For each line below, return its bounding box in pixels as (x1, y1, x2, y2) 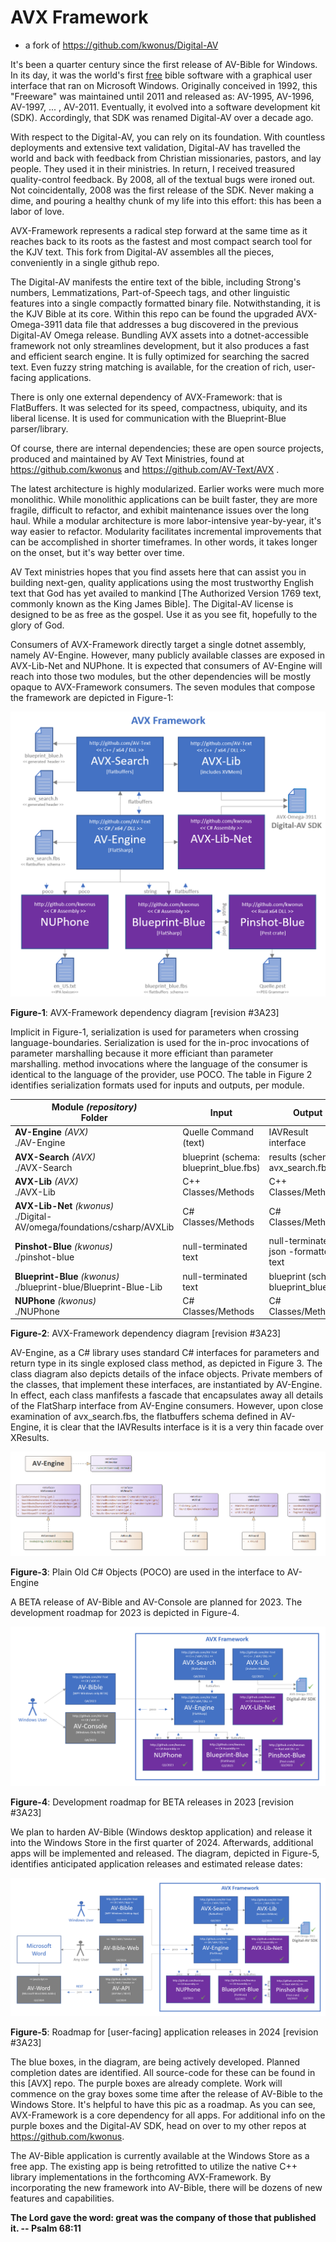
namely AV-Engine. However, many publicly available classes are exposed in (10, 649, 325, 661)
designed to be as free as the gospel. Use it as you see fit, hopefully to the (10, 608, 318, 620)
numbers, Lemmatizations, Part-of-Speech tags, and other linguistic (10, 286, 291, 298)
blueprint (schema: (182, 1151, 260, 1163)
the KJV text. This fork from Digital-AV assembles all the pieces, (10, 246, 275, 258)
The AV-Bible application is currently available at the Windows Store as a (10, 2150, 310, 2162)
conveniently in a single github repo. (10, 256, 160, 268)
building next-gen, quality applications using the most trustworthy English (10, 576, 315, 588)
